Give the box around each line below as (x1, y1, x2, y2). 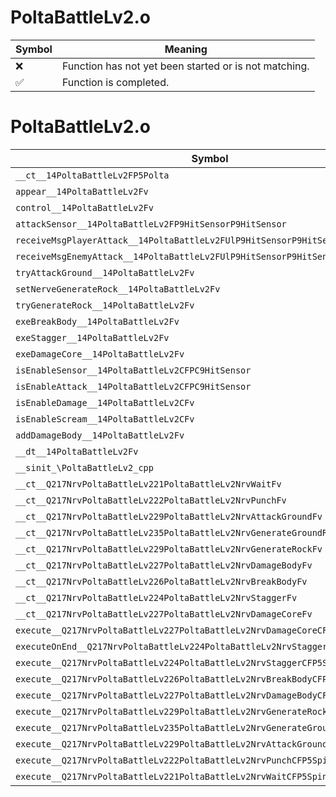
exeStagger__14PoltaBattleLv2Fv (15, 332, 170, 343)
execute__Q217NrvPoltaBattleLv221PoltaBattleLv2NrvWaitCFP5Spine (15, 771, 333, 782)
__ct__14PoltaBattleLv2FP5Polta (15, 169, 170, 181)
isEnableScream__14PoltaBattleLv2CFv (15, 413, 195, 425)
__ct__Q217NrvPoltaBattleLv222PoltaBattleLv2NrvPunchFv (15, 494, 287, 506)
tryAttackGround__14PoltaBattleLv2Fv (15, 267, 195, 278)
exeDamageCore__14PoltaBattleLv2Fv (15, 348, 185, 360)
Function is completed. (61, 75, 170, 89)
